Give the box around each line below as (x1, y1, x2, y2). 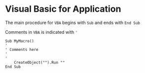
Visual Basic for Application (5, 3, 121, 15)
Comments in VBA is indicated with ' (5, 29, 78, 35)
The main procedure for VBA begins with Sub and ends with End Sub (5, 20, 141, 25)
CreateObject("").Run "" (14, 60, 65, 65)
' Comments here (5, 47, 38, 52)
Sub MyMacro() (5, 38, 35, 44)
